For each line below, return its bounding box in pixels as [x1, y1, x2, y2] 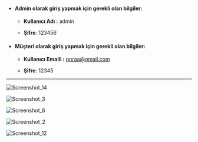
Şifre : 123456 [23, 29, 57, 37]
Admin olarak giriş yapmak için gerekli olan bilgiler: [14, 5, 143, 12]
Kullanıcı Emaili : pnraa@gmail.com [23, 56, 110, 63]
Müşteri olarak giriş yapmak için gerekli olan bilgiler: [14, 42, 146, 49]
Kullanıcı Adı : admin [23, 18, 75, 25]
